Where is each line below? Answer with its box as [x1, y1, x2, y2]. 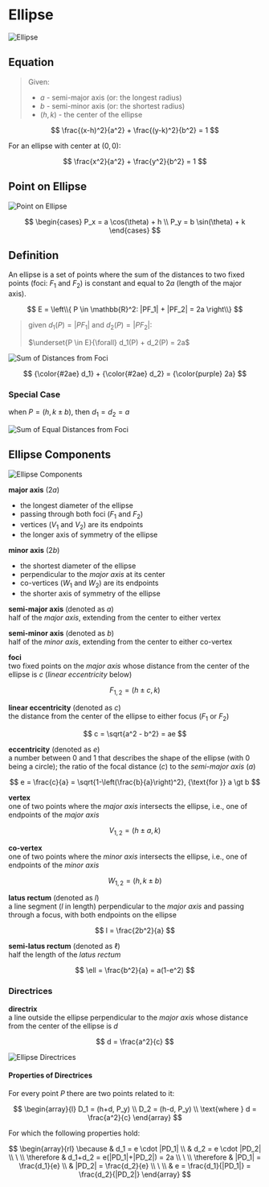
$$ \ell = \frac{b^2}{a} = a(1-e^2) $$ [75, 966, 195, 975]
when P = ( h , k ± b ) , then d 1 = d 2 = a [8, 407, 130, 419]
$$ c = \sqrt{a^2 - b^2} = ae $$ [83, 728, 187, 738]
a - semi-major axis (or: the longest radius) [39, 93, 182, 102]
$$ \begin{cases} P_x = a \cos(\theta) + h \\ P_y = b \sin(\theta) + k [24, 216, 246, 226]
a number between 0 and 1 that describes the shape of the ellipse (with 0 [8, 752, 251, 762]
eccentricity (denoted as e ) [8, 744, 100, 754]
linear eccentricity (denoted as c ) [8, 703, 122, 713]
